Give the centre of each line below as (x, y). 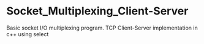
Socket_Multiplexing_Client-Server (97, 11)
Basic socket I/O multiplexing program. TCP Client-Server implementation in (102, 28)
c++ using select (28, 34)
